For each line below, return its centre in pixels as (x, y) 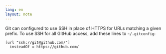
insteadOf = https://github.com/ (44, 47)
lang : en (14, 10)
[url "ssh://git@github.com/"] (38, 42)
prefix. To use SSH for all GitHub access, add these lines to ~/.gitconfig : (81, 33)
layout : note (19, 14)
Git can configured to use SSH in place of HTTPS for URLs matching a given (83, 28)
